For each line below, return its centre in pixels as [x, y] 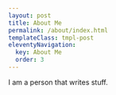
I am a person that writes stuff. [58, 82]
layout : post [30, 15]
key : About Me [39, 52]
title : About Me [35, 23]
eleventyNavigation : [43, 45]
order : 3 [30, 60]
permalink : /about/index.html [58, 30]
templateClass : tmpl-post [51, 38]
